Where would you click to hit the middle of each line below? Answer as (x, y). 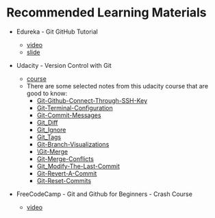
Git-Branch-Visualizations (73, 144)
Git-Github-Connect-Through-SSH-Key (92, 100)
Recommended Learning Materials (106, 13)
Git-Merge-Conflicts (65, 158)
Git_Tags (49, 137)
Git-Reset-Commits (64, 180)
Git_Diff (47, 122)
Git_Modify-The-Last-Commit (78, 166)
